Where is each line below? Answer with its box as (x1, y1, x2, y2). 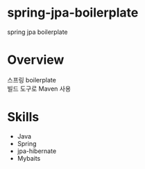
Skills (7, 109, 40, 125)
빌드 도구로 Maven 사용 (7, 84, 71, 93)
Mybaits (17, 154, 41, 162)
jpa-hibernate (17, 147, 57, 155)
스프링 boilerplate (7, 75, 57, 84)
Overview (7, 52, 65, 68)
